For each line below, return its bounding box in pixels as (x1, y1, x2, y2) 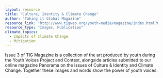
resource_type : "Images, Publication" (5, 25, 83, 30)
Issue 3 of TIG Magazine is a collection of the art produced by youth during (5, 52, 155, 58)
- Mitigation (9, 39, 36, 44)
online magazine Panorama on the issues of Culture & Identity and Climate (5, 62, 154, 68)
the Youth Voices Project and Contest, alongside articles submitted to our (5, 57, 152, 63)
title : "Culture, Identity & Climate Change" (5, 12, 98, 16)
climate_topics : (5, 30, 38, 34)
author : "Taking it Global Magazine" (5, 16, 81, 21)
